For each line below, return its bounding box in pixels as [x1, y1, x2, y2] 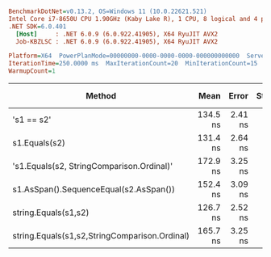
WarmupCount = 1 [8, 67, 56, 75]
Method [85, 91, 117, 101]
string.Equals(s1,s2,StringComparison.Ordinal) [12, 230, 190, 241]
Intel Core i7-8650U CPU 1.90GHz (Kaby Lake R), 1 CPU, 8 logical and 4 [8, 15, 258, 23]
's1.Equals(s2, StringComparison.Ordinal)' [12, 161, 173, 171]
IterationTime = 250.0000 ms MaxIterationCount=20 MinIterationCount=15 [8, 60, 258, 68]
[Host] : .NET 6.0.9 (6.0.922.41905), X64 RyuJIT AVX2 [15, 30, 219, 38]
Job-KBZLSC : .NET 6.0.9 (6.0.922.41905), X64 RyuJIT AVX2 [15, 37, 219, 45]
